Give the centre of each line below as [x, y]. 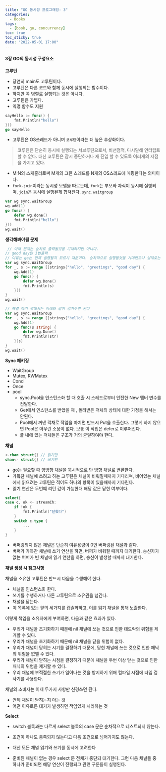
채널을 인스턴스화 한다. [34, 589]
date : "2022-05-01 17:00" [32, 42]
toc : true [15, 33]
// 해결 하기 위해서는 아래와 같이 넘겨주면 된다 [48, 309]
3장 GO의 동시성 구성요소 [29, 59]
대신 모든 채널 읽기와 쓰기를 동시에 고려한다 [54, 748]
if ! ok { [23, 507]
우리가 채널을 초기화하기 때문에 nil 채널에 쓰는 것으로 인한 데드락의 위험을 [83, 629]
